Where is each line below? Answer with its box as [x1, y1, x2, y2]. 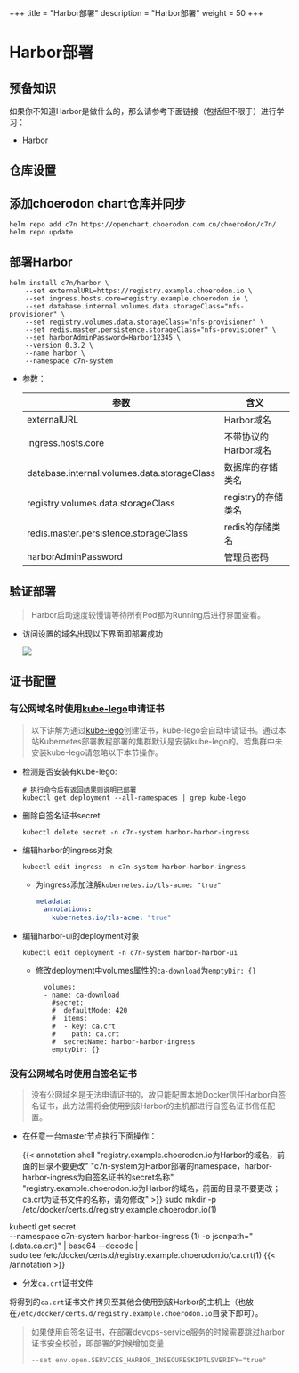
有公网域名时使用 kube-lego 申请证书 [9, 703, 165, 715]
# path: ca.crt [52, 1030, 120, 1039]
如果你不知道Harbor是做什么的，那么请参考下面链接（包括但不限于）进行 [9, 106, 277, 116]
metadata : [35, 897, 73, 906]
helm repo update [9, 228, 74, 237]
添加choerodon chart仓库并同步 [9, 195, 187, 211]
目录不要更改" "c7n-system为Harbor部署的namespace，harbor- [37, 1161, 273, 1172]
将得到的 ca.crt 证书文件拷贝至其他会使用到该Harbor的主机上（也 [9, 1296, 246, 1308]
